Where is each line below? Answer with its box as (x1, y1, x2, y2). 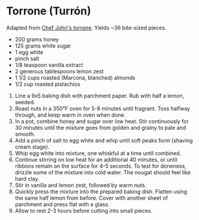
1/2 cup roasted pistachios (14, 80, 81, 88)
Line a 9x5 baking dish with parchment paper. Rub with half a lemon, (14, 92, 185, 99)
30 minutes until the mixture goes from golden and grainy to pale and (14, 124, 186, 131)
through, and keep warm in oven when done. (14, 111, 126, 118)
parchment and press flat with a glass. (14, 200, 110, 208)
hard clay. (14, 175, 40, 182)
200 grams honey (14, 35, 59, 43)
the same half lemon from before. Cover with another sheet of (14, 194, 168, 201)
